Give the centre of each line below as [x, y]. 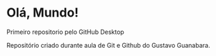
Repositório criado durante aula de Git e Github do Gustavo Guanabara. [108, 45]
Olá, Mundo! [43, 13]
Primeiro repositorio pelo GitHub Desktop [65, 32]
